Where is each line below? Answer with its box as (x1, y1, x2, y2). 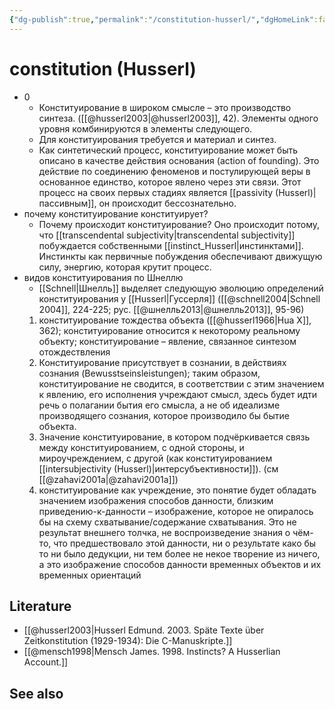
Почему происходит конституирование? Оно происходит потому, (38, 218, 321, 230)
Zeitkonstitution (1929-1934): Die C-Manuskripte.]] (23, 635, 233, 647)
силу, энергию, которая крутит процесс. (38, 261, 212, 273)
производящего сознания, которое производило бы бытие (38, 409, 290, 421)
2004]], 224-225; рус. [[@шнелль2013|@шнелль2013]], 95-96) (38, 303, 305, 315)
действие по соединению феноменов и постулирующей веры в (38, 165, 311, 177)
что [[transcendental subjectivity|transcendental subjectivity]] (38, 229, 296, 241)
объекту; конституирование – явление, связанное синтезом (38, 335, 297, 347)
